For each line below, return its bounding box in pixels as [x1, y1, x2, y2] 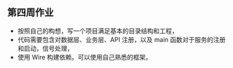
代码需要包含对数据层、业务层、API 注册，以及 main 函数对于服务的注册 [17, 35, 226, 43]
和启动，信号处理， [17, 44, 74, 53]
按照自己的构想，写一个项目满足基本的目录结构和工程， [17, 27, 178, 35]
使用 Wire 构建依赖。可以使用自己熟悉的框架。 [17, 53, 153, 61]
